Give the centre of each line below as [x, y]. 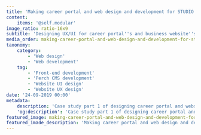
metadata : [19, 100]
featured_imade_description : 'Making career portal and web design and [97, 123]
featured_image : [26, 117]
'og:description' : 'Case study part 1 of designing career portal [101, 112]
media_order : [22, 39]
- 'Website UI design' [56, 84]
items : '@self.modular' [47, 23]
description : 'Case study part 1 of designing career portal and [100, 106]
